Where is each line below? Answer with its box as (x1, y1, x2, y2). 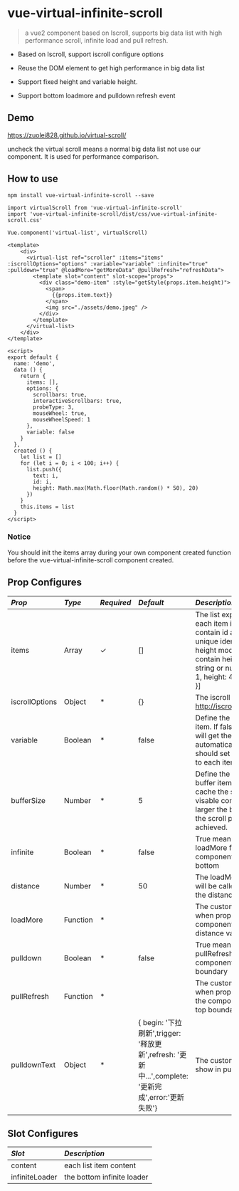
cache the (195, 787, 229, 797)
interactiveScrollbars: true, (33, 397, 122, 404)
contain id (195, 627, 229, 637)
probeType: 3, (33, 404, 75, 411)
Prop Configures (7, 577, 83, 589)
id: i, (33, 478, 53, 486)
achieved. (195, 822, 228, 832)
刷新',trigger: (138, 1028, 181, 1038)
